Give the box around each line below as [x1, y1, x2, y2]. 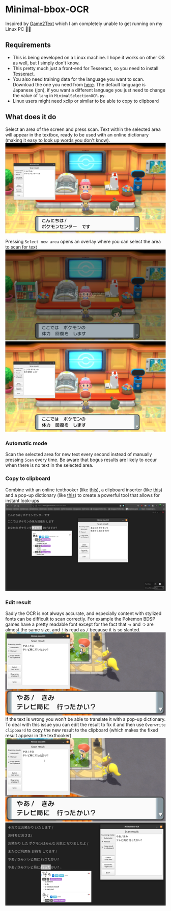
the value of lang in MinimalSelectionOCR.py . [12, 92, 106, 98]
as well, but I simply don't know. [12, 60, 80, 66]
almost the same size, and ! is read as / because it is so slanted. [5, 627, 141, 633]
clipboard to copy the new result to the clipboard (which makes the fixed [5, 727, 158, 733]
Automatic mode [5, 440, 47, 447]
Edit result [5, 599, 32, 606]
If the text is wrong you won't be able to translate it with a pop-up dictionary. [5, 716, 166, 722]
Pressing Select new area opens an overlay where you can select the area [5, 239, 161, 245]
